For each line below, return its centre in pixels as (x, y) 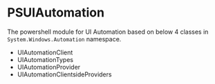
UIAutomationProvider (49, 67)
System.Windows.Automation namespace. (64, 39)
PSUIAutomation (56, 13)
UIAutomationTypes (45, 59)
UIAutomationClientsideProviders (64, 74)
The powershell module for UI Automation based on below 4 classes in (108, 32)
